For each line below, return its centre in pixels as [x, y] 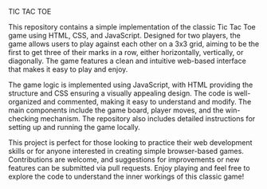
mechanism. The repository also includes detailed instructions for [148, 118]
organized [25, 102]
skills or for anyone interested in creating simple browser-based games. [126, 151]
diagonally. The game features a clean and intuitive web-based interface [128, 61]
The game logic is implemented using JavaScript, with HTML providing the [131, 85]
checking [24, 118]
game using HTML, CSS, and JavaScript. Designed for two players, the [124, 35]
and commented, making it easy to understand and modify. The [147, 102]
